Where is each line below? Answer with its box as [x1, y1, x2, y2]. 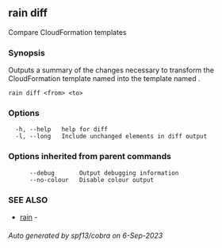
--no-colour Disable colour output [29, 176, 155, 184]
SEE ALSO [8, 194, 48, 205]
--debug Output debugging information [29, 169, 179, 177]
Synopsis [8, 47, 45, 58]
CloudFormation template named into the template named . [8, 74, 201, 83]
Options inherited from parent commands [8, 151, 172, 162]
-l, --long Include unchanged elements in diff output [15, 133, 208, 141]
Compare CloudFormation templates [8, 27, 127, 37]
